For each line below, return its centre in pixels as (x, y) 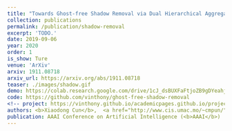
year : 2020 (23, 46)
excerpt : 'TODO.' (32, 33)
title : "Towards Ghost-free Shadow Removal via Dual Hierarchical (105, 14)
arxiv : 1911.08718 (33, 71)
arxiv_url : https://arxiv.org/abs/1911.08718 (74, 78)
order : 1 (20, 53)
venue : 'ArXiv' (29, 65)
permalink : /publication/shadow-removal (66, 26)
